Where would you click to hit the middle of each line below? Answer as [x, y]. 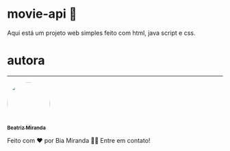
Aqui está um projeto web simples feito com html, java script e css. [102, 33]
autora [26, 60]
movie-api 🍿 [42, 14]
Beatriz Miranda [26, 128]
